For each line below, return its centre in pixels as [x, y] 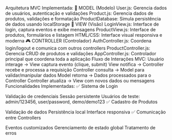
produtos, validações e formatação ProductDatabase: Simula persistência [83, 19]
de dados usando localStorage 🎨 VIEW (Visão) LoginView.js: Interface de [82, 24]
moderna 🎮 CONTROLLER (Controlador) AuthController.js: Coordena [78, 41]
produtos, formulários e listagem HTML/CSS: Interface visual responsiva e [84, 35]
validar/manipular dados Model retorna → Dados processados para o [78, 75]
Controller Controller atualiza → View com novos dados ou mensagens [80, 81]
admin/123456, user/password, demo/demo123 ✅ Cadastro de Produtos [81, 102]
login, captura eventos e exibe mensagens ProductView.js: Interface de [81, 30]
